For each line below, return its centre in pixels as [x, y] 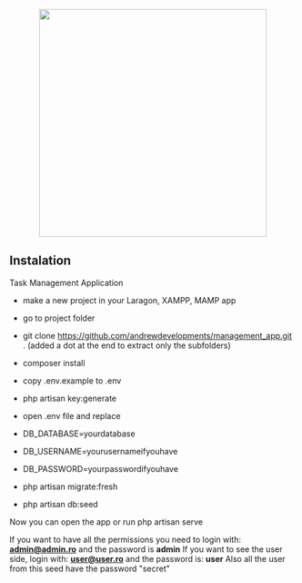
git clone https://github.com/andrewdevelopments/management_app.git [157, 335]
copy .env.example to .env [72, 380]
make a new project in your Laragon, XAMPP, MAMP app [129, 300]
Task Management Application [66, 282]
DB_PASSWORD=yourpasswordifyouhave [101, 468]
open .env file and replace [71, 415]
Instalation [40, 261]
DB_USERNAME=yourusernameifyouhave [100, 451]
